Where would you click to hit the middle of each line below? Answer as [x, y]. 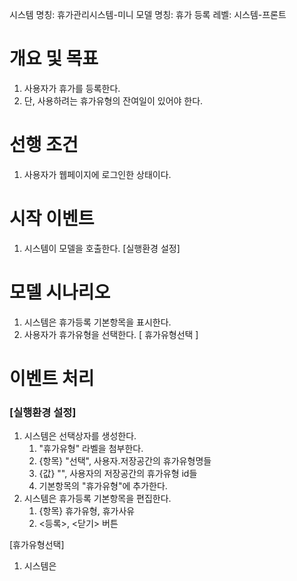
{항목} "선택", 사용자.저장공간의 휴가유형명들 [125, 461]
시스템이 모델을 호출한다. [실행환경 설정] [102, 248]
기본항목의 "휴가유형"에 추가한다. [103, 486]
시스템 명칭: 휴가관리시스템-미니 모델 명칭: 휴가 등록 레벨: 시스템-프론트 [148, 14]
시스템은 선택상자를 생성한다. [80, 436]
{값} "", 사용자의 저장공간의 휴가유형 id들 [118, 474]
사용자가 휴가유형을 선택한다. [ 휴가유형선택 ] [111, 334]
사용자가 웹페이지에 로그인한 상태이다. [97, 174]
